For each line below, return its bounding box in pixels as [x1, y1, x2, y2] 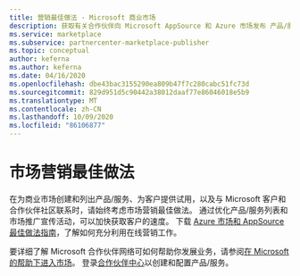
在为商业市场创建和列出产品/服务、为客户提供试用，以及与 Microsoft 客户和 [9, 193, 287, 204]
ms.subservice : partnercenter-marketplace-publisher [9, 38, 210, 47]
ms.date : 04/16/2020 [9, 71, 87, 80]
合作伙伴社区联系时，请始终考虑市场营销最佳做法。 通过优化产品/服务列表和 [9, 205, 288, 215]
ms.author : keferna [9, 63, 82, 72]
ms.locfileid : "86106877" [9, 121, 105, 130]
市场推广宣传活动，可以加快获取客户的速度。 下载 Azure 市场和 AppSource [9, 215, 285, 226]
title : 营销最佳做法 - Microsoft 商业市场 [9, 13, 156, 22]
